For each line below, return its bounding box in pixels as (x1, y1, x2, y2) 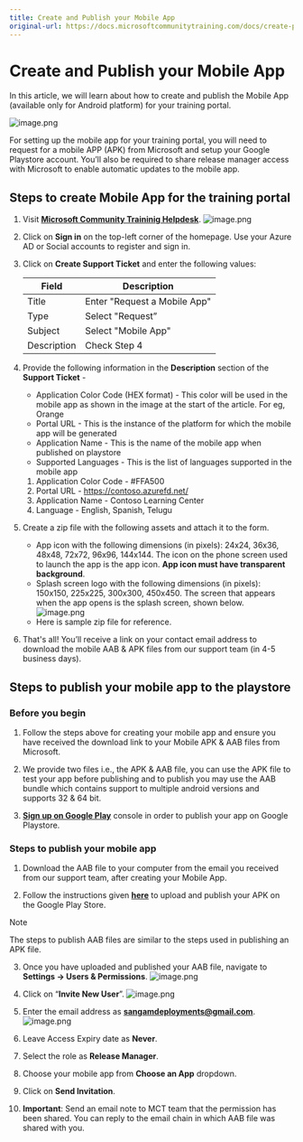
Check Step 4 (85, 340, 143, 352)
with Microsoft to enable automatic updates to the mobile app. (9, 164, 241, 174)
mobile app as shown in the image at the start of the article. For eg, (35, 399, 286, 410)
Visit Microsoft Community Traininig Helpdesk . (22, 214, 201, 225)
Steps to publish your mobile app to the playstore (9, 679, 291, 695)
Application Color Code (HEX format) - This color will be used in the (35, 389, 289, 400)
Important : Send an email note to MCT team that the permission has (22, 1103, 277, 1114)
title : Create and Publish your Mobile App (9, 13, 176, 23)
